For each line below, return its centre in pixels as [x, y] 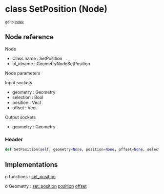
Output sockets [20, 117]
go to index [15, 22]
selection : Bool [28, 97]
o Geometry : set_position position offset [46, 186]
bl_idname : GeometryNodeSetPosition [51, 63]
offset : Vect [24, 108]
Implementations [31, 165]
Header [14, 139]
